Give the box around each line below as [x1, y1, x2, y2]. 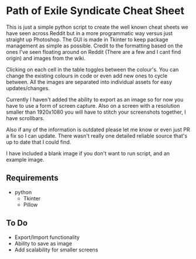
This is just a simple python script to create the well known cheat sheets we [6, 23, 188, 30]
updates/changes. [6, 84, 50, 91]
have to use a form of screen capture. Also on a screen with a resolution [6, 102, 180, 109]
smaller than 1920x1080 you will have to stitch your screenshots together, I [6, 108, 186, 115]
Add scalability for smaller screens [14, 246, 98, 253]
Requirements [6, 173, 59, 183]
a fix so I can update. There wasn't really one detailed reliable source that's [6, 132, 188, 139]
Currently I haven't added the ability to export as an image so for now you [6, 96, 184, 103]
